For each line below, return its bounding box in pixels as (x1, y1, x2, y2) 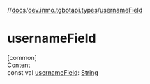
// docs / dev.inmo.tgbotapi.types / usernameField (7, 6, 143, 14)
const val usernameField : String (7, 68, 99, 76)
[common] (7, 53, 37, 62)
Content (7, 61, 31, 69)
